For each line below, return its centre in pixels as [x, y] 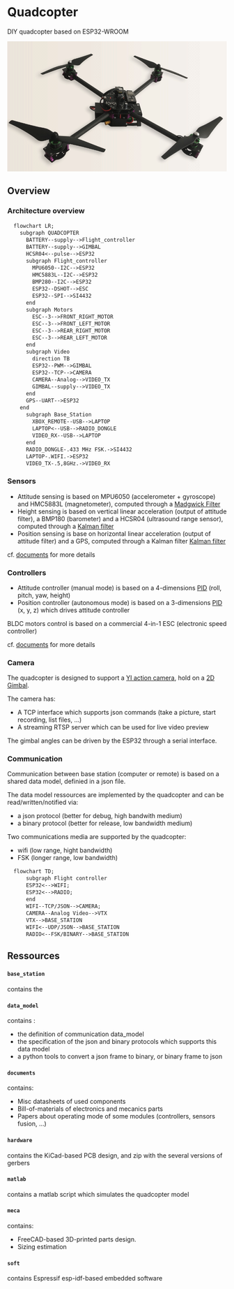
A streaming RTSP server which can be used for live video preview [113, 727]
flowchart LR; [34, 226]
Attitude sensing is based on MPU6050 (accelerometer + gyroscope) [116, 496]
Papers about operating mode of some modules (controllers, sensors [116, 1116]
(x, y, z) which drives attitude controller [73, 610]
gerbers [18, 1163]
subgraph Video [48, 352]
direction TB [51, 359]
